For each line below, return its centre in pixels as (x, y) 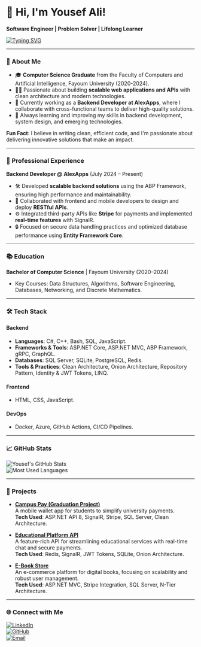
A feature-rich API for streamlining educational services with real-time (101, 541)
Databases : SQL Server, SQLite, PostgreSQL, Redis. (79, 360)
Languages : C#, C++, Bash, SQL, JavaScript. (71, 341)
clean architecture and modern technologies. (70, 96)
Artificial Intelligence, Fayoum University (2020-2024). (82, 84)
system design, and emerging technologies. (69, 121)
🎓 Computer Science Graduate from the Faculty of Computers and (99, 75)
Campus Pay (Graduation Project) (57, 504)
